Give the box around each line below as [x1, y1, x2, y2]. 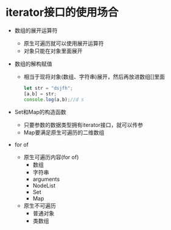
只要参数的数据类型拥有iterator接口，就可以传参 [23, 121, 144, 128]
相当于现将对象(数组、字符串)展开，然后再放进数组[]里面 [23, 73, 166, 80]
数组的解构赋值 [14, 60, 52, 67]
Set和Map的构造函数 [14, 108, 66, 115]
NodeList [32, 181, 56, 189]
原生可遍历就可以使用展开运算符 [23, 39, 104, 47]
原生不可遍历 [23, 201, 56, 209]
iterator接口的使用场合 [5, 5, 119, 19]
